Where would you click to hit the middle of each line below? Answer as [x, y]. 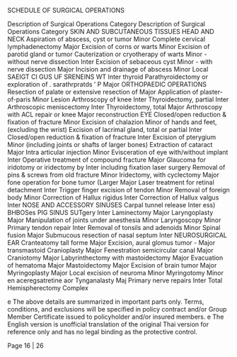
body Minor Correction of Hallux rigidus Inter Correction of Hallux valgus [113, 197]
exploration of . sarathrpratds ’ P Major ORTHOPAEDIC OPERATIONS [107, 84]
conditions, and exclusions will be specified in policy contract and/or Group [117, 309]
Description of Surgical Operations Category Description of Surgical [106, 24]
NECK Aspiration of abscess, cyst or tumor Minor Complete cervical [106, 39]
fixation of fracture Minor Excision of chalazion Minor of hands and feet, [112, 122]
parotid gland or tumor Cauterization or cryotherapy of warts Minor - [107, 54]
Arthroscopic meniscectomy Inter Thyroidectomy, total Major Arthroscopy [115, 107]
